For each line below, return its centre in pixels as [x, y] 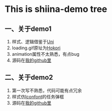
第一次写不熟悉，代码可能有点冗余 [47, 90]
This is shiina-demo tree [56, 9]
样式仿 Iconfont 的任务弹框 [38, 97]
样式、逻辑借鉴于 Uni [33, 42]
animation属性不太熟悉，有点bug [46, 54]
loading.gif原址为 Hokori [36, 48]
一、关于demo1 [28, 29]
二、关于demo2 [29, 77]
